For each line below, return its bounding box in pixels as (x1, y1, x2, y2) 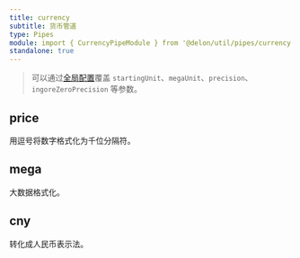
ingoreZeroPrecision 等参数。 (31, 84, 142, 94)
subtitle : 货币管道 (9, 22, 77, 31)
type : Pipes (9, 30, 54, 39)
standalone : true (9, 47, 75, 56)
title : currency (9, 13, 70, 22)
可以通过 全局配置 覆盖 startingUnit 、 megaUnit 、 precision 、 (31, 73, 253, 84)
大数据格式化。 (9, 186, 65, 198)
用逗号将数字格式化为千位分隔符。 (9, 135, 136, 146)
